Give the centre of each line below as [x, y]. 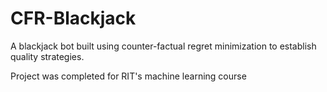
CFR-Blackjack [73, 18]
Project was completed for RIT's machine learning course [128, 76]
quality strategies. [47, 56]
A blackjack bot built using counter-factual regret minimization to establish [163, 46]
